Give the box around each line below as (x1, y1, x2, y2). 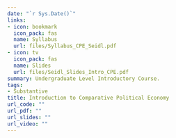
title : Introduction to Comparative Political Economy (7, 95, 170, 102)
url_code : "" (7, 101, 45, 108)
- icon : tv (7, 49, 39, 56)
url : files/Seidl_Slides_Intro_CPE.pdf (13, 68, 129, 75)
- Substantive (7, 88, 49, 95)
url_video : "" (7, 120, 49, 128)
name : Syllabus (13, 36, 58, 43)
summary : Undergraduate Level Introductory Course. (7, 75, 160, 82)
